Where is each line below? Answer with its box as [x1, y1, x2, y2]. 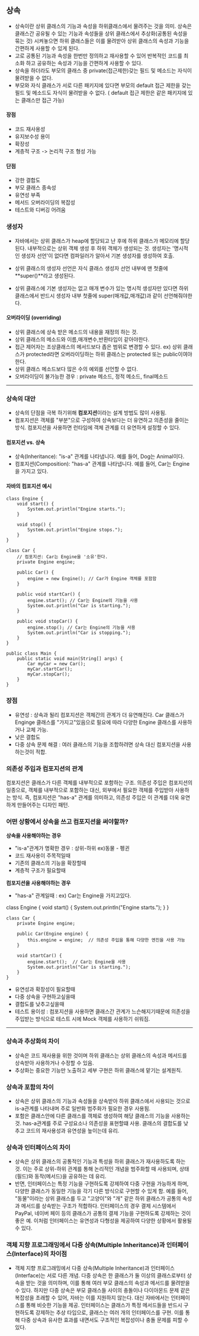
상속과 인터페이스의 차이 [6, 1143, 71, 1151]
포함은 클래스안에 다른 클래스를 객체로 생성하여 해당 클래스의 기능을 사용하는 [14, 1112, 191, 1119]
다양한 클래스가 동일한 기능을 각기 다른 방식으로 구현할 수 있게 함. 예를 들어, [14, 1187, 188, 1195]
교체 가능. [25, 726, 49, 733]
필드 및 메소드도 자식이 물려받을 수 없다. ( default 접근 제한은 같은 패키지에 [14, 89, 187, 96]
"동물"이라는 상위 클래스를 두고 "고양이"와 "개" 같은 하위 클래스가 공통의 [14, 1195, 181, 1202]
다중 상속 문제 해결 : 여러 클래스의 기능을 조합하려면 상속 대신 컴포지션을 [14, 741, 181, 748]
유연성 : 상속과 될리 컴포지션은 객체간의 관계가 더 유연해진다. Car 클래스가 [14, 711, 185, 718]
